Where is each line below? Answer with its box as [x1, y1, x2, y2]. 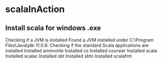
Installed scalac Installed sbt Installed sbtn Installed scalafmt [5, 53, 132, 59]
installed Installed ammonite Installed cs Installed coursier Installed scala [5, 48, 157, 53]
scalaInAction [5, 4, 65, 15]
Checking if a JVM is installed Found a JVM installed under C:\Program [5, 37, 154, 43]
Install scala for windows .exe [5, 24, 102, 32]
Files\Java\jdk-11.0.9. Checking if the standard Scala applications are [5, 42, 149, 48]
